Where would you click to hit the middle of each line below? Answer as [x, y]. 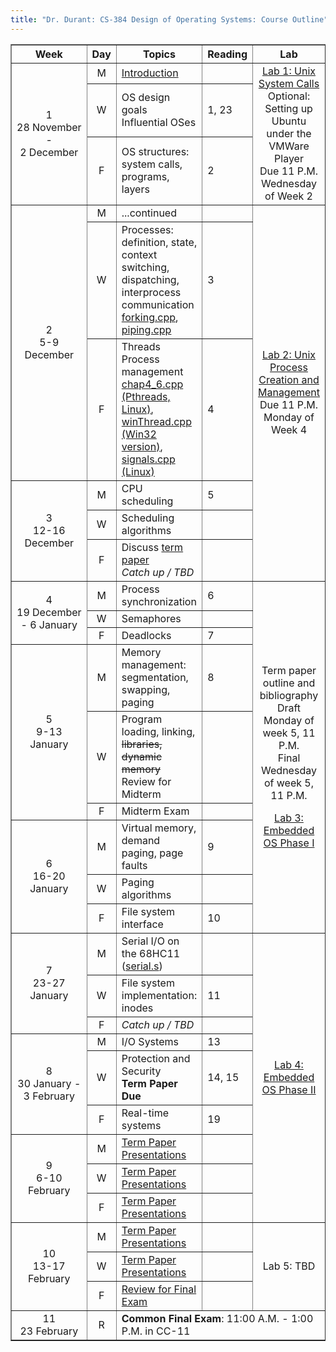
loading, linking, [158, 731]
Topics [159, 54]
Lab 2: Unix [289, 355]
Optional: [289, 96]
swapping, [146, 689]
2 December [49, 152]
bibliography [289, 695]
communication [158, 304]
